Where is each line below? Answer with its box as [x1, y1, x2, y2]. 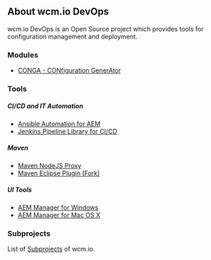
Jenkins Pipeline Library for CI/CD [17, 128, 118, 135]
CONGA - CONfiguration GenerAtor [17, 66, 121, 75]
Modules [7, 50, 39, 60]
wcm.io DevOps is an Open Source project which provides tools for [7, 24, 204, 33]
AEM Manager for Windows [17, 203, 99, 212]
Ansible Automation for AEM [17, 120, 101, 128]
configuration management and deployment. [7, 32, 138, 41]
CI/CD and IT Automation [7, 101, 84, 110]
